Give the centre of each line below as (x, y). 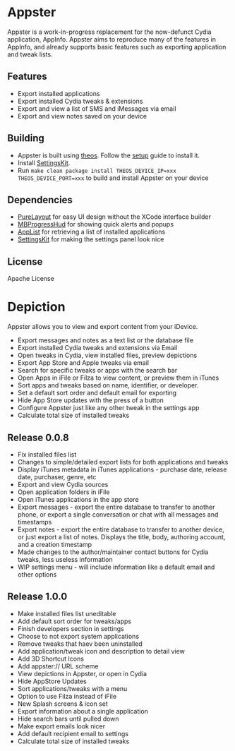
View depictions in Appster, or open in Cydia (82, 673)
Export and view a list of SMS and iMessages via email (97, 108)
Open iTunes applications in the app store (78, 499)
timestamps (35, 522)
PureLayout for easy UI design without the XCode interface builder (114, 217)
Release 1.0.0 (37, 597)
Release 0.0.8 (38, 437)
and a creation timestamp (55, 544)
